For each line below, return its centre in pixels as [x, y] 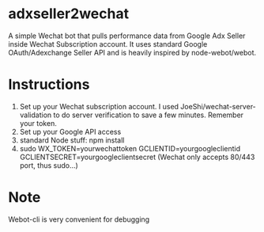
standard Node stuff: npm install [72, 140]
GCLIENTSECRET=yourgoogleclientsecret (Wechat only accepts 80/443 [137, 157]
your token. [38, 123]
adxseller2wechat [68, 14]
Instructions [49, 85]
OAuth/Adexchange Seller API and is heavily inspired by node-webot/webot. [132, 52]
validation [36, 115]
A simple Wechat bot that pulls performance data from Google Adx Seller [127, 36]
